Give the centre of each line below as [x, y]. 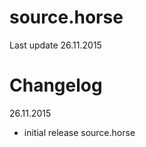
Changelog [56, 85]
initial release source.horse [79, 132]
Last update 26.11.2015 [55, 45]
